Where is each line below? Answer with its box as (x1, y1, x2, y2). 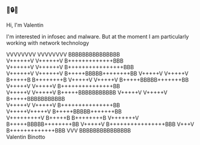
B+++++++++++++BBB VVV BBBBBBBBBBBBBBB (6, 127, 131, 134)
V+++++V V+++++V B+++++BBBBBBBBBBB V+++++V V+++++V (6, 89, 168, 96)
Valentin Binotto (6, 134, 46, 141)
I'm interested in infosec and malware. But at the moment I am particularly (6, 33, 189, 41)
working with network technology (6, 39, 89, 47)
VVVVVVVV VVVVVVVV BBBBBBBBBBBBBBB (6, 51, 120, 58)
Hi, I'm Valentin (6, 21, 44, 29)
